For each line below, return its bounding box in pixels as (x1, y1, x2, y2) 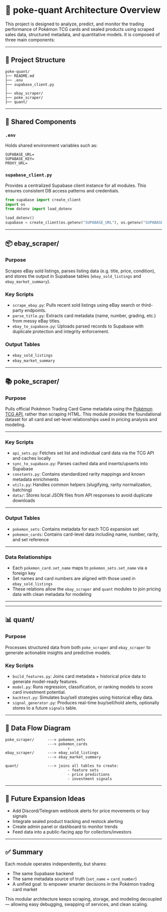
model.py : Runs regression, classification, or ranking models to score (12, 683, 153, 690)
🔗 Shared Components (5, 118, 77, 126)
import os (5, 202, 26, 207)
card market (12, 887, 38, 893)
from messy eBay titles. (12, 318, 61, 324)
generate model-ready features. (12, 678, 78, 684)
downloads (12, 497, 35, 503)
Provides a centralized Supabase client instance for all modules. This (5, 182, 147, 188)
